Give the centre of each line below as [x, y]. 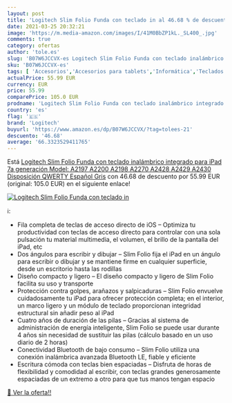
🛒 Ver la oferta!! [29, 393]
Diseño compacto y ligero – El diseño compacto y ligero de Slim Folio [115, 277]
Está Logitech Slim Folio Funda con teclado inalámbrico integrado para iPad [115, 162]
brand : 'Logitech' [33, 123]
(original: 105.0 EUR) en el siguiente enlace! [69, 184]
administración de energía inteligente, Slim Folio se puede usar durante [118, 328]
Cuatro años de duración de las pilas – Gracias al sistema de [103, 320]
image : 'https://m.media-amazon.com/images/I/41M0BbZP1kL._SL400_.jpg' [112, 33]
